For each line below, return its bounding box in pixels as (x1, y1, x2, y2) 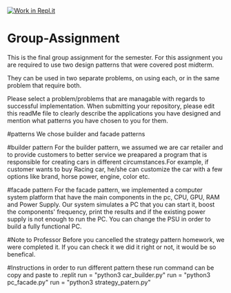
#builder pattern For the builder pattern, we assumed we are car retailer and (7, 143, 223, 151)
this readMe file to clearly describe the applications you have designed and (7, 109, 221, 117)
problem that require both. (7, 81, 82, 89)
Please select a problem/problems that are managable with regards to (7, 94, 205, 102)
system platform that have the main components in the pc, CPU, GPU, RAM (7, 193, 220, 201)
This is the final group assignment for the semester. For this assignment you (7, 53, 223, 61)
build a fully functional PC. (7, 222, 82, 230)
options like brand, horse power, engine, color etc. (7, 172, 150, 180)
